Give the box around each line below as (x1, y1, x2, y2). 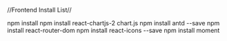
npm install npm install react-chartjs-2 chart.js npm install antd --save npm (7, 19, 220, 27)
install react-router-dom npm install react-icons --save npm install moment (7, 27, 220, 34)
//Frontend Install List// (7, 6, 72, 14)
